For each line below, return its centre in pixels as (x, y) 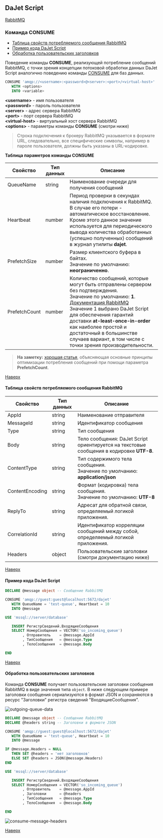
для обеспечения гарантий (101, 315)
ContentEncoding (27, 491)
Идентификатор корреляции (111, 525)
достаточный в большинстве (104, 333)
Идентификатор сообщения (110, 423)
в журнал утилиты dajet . (98, 244)
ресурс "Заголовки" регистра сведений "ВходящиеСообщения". (72, 699)
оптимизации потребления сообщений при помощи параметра (83, 362)
